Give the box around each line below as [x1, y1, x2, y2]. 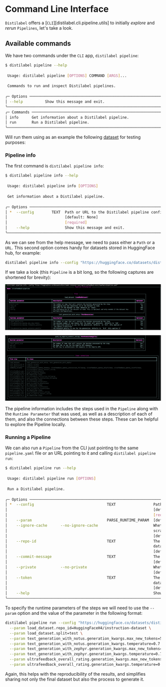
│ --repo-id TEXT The [5, 539, 161, 544]
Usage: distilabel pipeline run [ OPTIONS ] [7, 476, 96, 481]
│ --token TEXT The [5, 575, 161, 580]
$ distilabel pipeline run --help [5, 466, 77, 471]
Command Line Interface [5, 3, 109, 15]
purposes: [5, 139, 26, 145]
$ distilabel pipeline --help [5, 63, 68, 68]
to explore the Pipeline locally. [5, 422, 66, 428]
